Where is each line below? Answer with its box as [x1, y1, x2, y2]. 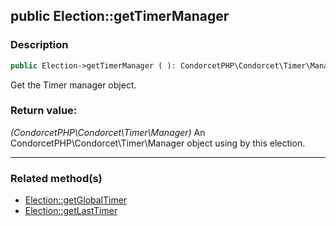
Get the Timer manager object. [10, 79, 137, 91]
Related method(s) [10, 171, 103, 185]
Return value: [10, 104, 78, 118]
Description [10, 38, 69, 52]
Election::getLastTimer [24, 205, 118, 217]
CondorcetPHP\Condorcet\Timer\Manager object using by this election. [10, 137, 306, 149]
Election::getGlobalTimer [24, 194, 128, 206]
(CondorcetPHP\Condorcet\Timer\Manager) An [10, 126, 206, 138]
